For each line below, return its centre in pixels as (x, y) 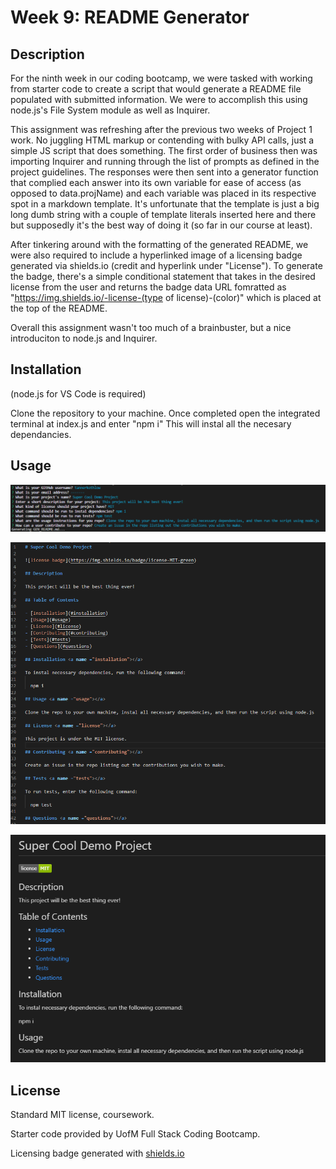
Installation (46, 369)
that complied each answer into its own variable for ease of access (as (156, 182)
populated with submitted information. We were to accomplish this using (159, 99)
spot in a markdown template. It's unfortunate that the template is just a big (165, 204)
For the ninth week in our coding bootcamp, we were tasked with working (161, 78)
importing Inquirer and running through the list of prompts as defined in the (165, 161)
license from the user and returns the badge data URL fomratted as (148, 287)
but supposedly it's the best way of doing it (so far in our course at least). (161, 225)
